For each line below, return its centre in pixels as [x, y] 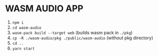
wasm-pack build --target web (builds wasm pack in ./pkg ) [72, 32]
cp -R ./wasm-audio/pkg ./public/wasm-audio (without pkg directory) [83, 38]
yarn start [23, 49]
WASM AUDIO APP [44, 9]
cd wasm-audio [27, 28]
